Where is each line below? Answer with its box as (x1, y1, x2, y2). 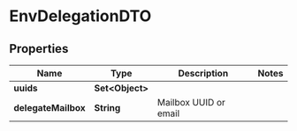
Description (178, 68, 229, 79)
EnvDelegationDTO (9, 6, 152, 26)
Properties (9, 41, 69, 56)
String (94, 102, 121, 113)
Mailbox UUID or (156, 97, 225, 108)
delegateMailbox (13, 102, 86, 113)
